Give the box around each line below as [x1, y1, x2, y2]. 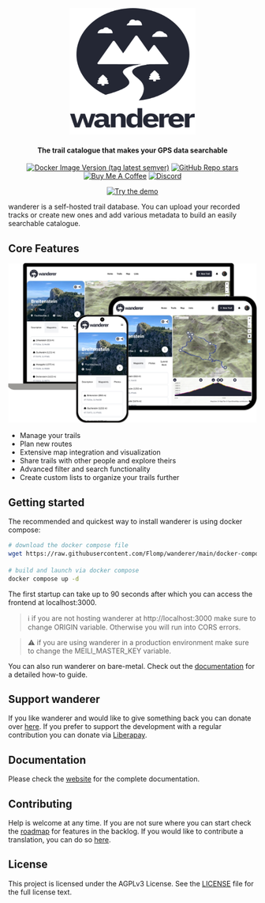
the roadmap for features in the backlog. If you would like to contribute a [8, 826, 244, 836]
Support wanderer [8, 692, 100, 706]
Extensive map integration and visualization [19, 448, 162, 457]
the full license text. [8, 887, 73, 897]
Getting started [8, 496, 85, 509]
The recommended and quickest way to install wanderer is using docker [8, 517, 243, 527]
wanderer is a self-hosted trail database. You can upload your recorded [8, 202, 241, 212]
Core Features [8, 241, 80, 255]
